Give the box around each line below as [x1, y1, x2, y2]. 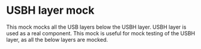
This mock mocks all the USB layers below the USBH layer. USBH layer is [6, 23, 187, 30]
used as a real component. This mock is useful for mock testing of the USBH [6, 29, 196, 36]
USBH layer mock [6, 4, 95, 17]
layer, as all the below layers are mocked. [6, 36, 108, 43]
